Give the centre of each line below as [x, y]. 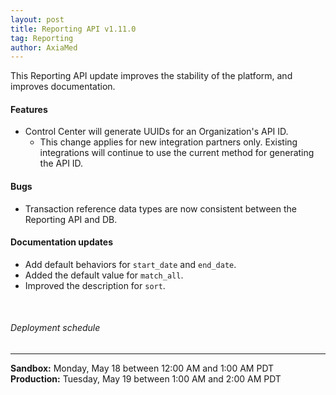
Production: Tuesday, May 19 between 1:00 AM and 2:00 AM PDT [146, 379]
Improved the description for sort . [95, 285]
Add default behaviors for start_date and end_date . [130, 264]
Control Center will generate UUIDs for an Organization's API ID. [156, 132]
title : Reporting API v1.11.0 [73, 29]
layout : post [37, 19]
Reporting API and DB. [71, 219]
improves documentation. [63, 87]
